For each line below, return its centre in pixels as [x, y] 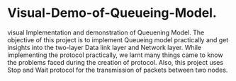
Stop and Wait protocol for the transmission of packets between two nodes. [118, 70]
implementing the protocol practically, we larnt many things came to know [115, 55]
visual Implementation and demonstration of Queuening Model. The [106, 32]
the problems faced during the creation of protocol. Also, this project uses [116, 62]
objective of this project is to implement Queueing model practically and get [118, 39]
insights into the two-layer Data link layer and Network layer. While [105, 47]
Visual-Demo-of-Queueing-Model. [112, 13]
